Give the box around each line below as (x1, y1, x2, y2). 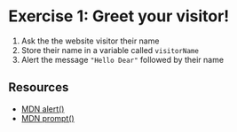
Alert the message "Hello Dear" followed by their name (20, 54, 224, 65)
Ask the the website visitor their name (20, 35, 160, 46)
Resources (8, 80, 69, 95)
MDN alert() (20, 104, 65, 114)
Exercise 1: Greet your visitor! (8, 6, 230, 27)
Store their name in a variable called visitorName (20, 44, 199, 55)
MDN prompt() (20, 113, 75, 123)
